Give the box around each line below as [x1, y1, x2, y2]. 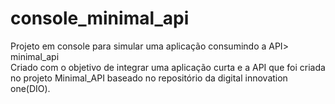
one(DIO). [10, 82, 51, 94]
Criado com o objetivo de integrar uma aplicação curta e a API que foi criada [10, 61, 326, 73]
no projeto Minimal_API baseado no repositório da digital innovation [10, 72, 288, 84]
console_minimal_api [10, 7, 190, 30]
